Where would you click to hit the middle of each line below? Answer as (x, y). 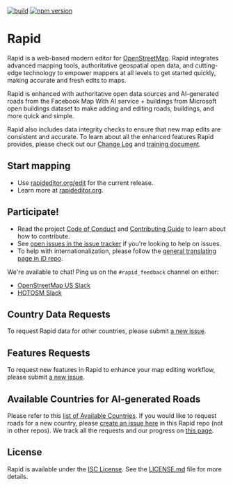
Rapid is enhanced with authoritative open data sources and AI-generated (113, 93)
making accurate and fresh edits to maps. (67, 80)
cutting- (207, 65)
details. (18, 476)
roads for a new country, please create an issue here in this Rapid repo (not (115, 423)
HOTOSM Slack (40, 293)
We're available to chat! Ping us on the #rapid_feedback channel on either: (113, 272)
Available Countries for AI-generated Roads (104, 399)
